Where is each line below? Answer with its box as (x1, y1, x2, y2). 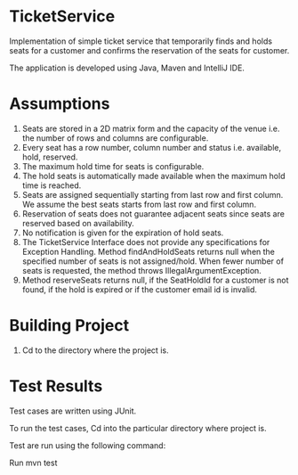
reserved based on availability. (21, 217, 135, 228)
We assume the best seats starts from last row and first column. (21, 199, 256, 209)
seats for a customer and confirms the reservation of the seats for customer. (9, 45, 290, 55)
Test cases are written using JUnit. (9, 405, 137, 416)
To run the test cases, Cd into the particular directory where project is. (9, 422, 267, 433)
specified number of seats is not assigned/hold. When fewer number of (21, 256, 285, 266)
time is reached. (21, 180, 82, 191)
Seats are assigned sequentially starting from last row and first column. (21, 189, 284, 200)
